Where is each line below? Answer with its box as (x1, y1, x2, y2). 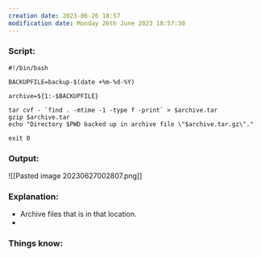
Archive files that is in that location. (19, 210, 137, 219)
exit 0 (8, 134, 31, 142)
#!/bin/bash (8, 63, 48, 72)
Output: (8, 153, 39, 164)
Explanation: (8, 191, 59, 202)
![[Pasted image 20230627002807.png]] (8, 171, 143, 181)
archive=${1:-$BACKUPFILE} (8, 92, 99, 100)
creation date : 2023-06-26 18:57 (8, 11, 121, 20)
